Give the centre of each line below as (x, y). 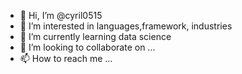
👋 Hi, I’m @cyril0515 (61, 15)
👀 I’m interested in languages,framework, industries (126, 26)
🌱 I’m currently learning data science (95, 36)
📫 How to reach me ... (66, 58)
